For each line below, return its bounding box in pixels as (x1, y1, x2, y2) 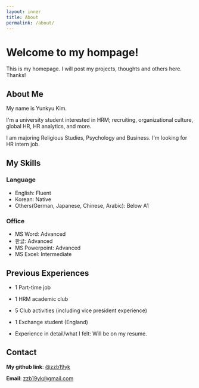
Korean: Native (14, 195, 52, 203)
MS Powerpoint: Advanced (14, 244, 81, 251)
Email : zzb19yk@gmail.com (6, 374, 74, 382)
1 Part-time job (14, 284, 51, 291)
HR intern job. (6, 141, 40, 148)
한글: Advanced (14, 238, 53, 245)
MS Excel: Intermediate (14, 251, 72, 258)
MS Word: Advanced (14, 230, 66, 238)
